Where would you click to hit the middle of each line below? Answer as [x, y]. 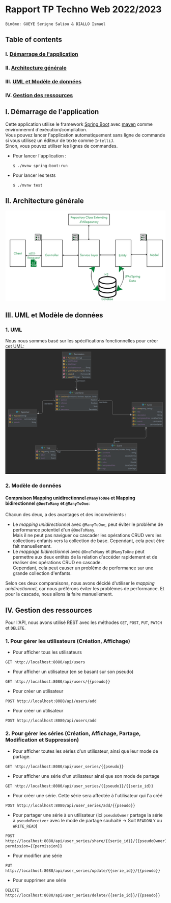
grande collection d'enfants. [42, 573]
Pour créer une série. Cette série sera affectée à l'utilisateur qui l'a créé [88, 795]
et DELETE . [16, 628]
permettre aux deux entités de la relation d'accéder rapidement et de [85, 557]
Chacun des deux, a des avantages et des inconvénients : [66, 515]
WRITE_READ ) [25, 826]
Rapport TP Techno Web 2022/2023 [83, 9]
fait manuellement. [32, 546]
